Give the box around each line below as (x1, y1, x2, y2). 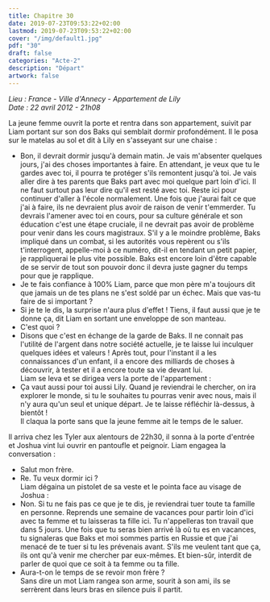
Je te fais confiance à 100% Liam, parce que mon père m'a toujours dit (19, 279, 255, 289)
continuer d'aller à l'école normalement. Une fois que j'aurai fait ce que (19, 193, 256, 203)
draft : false (8, 49, 52, 57)
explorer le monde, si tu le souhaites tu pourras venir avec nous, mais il (19, 390, 256, 400)
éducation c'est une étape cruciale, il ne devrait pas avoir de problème (19, 219, 255, 229)
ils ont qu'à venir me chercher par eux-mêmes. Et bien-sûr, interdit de (19, 550, 252, 560)
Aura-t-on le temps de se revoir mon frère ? (19, 567, 165, 577)
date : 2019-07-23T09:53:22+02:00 (8, 19, 121, 27)
